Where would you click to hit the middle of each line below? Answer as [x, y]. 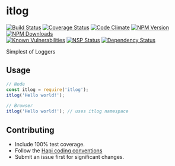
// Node [16, 84]
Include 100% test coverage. [50, 144]
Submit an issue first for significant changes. [69, 156]
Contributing [30, 130]
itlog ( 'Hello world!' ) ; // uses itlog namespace [67, 111]
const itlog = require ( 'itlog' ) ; [47, 90]
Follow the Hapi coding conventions [58, 151]
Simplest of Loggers [31, 51]
